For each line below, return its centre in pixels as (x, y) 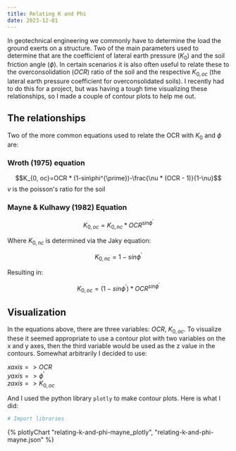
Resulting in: (25, 272)
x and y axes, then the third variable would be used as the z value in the (111, 345)
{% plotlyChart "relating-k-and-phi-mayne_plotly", (80, 432)
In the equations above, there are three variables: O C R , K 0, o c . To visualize (114, 330)
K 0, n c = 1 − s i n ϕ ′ (118, 257)
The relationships (46, 118)
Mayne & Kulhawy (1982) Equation (67, 207)
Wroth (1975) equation (46, 163)
